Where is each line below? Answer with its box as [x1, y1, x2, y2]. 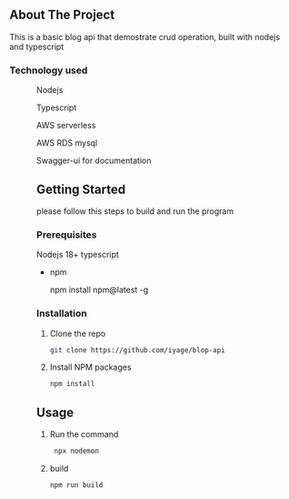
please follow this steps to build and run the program [35, 205, 234, 217]
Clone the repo [49, 328, 106, 339]
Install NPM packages [49, 362, 132, 372]
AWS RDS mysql [35, 137, 98, 148]
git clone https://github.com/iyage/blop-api [49, 345, 225, 354]
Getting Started [35, 181, 125, 197]
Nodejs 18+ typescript [35, 249, 120, 260]
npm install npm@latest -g [49, 284, 149, 295]
